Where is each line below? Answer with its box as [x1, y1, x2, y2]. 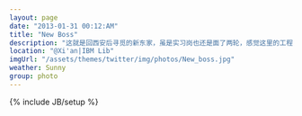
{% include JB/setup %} [9, 96, 99, 107]
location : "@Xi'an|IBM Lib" [9, 47, 115, 56]
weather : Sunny [9, 64, 67, 73]
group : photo [9, 72, 58, 81]
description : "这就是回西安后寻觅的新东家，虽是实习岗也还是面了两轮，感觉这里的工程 [9, 38, 294, 48]
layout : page [9, 13, 58, 22]
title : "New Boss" [9, 30, 78, 39]
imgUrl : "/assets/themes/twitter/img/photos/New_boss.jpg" [9, 55, 235, 64]
